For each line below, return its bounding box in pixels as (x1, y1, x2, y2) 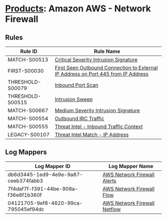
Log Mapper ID (34, 163, 71, 169)
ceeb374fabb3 (7, 177, 43, 184)
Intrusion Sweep (54, 96, 93, 103)
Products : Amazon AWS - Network (5, 3, 151, 14)
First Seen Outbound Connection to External (54, 64, 158, 71)
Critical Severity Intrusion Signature (54, 56, 138, 63)
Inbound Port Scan (54, 82, 98, 88)
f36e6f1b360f (7, 191, 42, 198)
